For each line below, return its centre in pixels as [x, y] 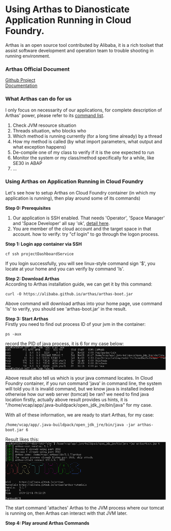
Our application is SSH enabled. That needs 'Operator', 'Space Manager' [89, 218]
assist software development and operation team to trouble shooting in [79, 50]
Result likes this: [22, 439]
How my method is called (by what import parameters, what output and [87, 142]
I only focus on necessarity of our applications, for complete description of [84, 110]
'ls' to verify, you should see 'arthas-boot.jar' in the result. [66, 309]
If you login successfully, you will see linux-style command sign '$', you [80, 263]
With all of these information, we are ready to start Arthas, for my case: [80, 415]
